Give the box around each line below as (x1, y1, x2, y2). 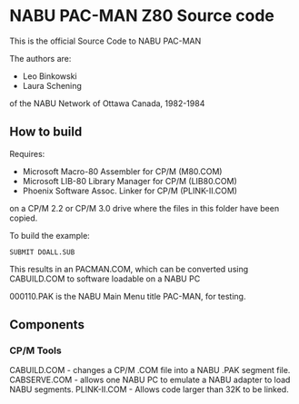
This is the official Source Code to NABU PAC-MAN (9, 35, 202, 46)
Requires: (9, 148, 45, 159)
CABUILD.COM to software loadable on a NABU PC (9, 273, 201, 284)
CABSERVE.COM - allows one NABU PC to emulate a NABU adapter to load (9, 374, 291, 386)
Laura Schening (22, 80, 82, 91)
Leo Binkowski (22, 70, 77, 82)
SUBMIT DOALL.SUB (9, 247, 75, 257)
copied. (9, 212, 38, 223)
